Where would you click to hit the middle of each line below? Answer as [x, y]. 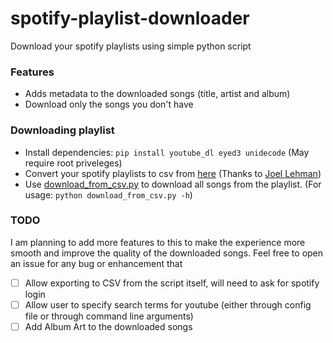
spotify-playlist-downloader [130, 18]
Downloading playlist [62, 130]
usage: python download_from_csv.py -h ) [108, 194]
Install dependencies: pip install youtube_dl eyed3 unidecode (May [167, 152]
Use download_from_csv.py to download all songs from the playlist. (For [173, 184]
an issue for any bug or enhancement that [96, 263]
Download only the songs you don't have [109, 104]
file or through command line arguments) [109, 316]
